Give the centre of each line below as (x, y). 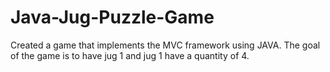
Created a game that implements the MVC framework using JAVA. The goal (165, 45)
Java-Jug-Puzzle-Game (112, 17)
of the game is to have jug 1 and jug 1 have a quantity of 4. (130, 55)
